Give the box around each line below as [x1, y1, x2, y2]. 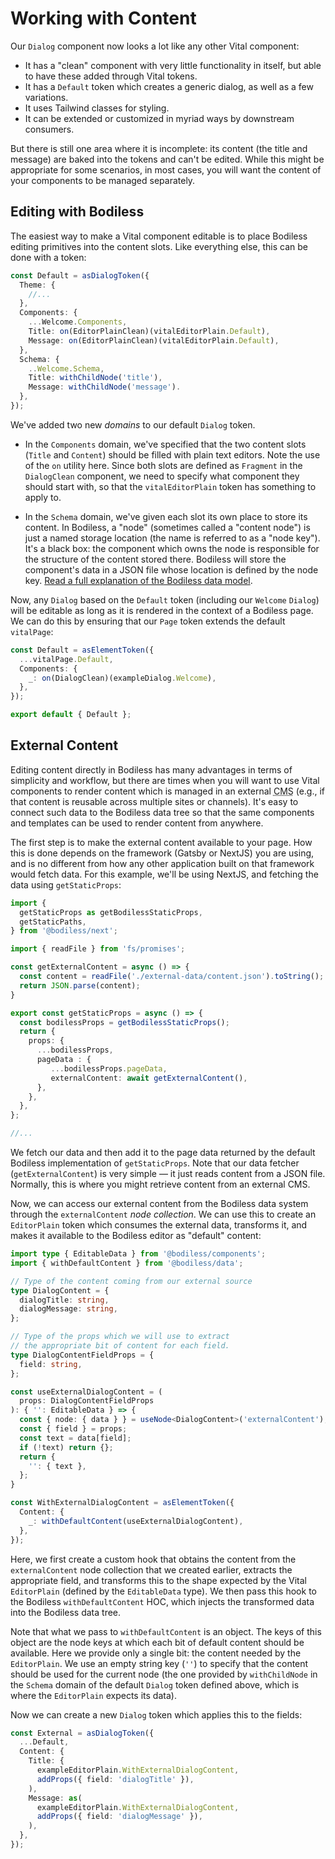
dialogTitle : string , [19, 1295, 110, 1305]
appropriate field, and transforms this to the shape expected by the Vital [10, 1574, 308, 1586]
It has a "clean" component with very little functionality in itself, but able [24, 59, 322, 71]
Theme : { [19, 280, 56, 290]
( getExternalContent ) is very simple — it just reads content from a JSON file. [10, 1168, 326, 1180]
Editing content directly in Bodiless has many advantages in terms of [10, 763, 293, 776]
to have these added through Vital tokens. [24, 70, 198, 82]
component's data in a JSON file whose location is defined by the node [24, 563, 319, 576]
